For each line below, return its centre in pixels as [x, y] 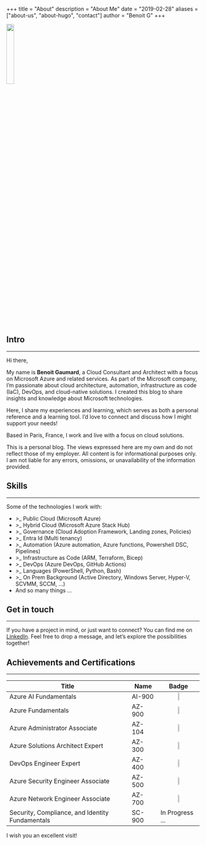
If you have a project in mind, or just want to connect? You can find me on [100, 630]
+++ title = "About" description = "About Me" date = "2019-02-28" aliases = [102, 9]
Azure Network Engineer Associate [60, 799]
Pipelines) [28, 551]
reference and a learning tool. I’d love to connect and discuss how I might [99, 417]
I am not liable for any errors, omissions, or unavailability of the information [101, 460]
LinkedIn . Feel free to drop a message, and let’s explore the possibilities [97, 637]
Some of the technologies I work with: [54, 506]
